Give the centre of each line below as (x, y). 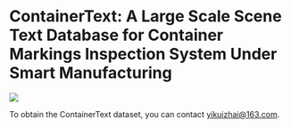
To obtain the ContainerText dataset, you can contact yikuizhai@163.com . (145, 114)
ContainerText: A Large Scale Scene (146, 16)
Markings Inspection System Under (143, 54)
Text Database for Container (116, 35)
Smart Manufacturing (91, 73)
